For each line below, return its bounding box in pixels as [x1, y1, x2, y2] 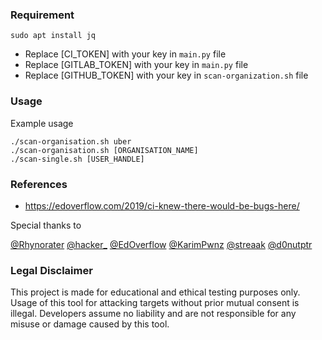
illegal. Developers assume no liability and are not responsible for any [10, 308, 297, 320]
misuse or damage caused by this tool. [10, 318, 170, 330]
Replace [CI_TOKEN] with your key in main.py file [24, 48, 227, 60]
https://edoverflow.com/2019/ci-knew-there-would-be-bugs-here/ [24, 199, 300, 212]
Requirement [10, 8, 75, 22]
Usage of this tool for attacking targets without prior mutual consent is [10, 297, 300, 309]
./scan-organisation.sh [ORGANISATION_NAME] [10, 145, 199, 155]
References [10, 177, 68, 191]
